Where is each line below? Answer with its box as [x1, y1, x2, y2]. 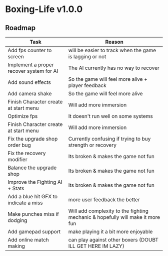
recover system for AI [7, 68, 58, 74]
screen [7, 53, 24, 60]
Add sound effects [7, 79, 51, 86]
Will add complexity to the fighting [68, 207, 149, 214]
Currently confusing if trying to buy [68, 136, 151, 142]
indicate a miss [7, 199, 43, 206]
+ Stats [7, 185, 24, 192]
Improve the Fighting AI [7, 179, 62, 185]
